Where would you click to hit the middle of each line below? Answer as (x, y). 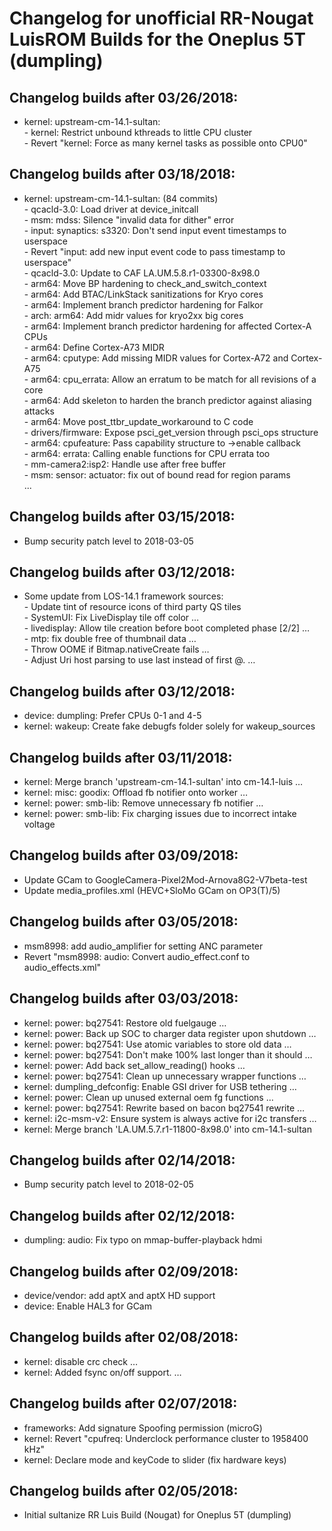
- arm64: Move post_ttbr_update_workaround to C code (138, 421)
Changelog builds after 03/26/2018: (124, 97)
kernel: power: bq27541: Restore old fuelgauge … (125, 1023)
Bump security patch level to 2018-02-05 (108, 1184)
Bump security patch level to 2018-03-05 (108, 541)
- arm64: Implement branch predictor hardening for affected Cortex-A (167, 326)
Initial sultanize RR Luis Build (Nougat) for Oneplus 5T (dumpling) (157, 1515)
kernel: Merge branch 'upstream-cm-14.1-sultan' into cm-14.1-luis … (163, 782)
